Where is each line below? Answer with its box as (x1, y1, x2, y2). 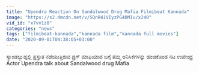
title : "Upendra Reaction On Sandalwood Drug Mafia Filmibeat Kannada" (6, 8, 189, 15)
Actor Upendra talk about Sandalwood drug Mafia (6, 60, 129, 66)
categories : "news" (6, 25, 55, 32)
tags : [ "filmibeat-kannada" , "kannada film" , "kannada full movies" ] (6, 31, 179, 37)
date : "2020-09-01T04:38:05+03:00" (6, 36, 96, 42)
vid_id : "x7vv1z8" (6, 20, 52, 26)
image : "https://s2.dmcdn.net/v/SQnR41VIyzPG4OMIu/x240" (6, 14, 152, 20)
